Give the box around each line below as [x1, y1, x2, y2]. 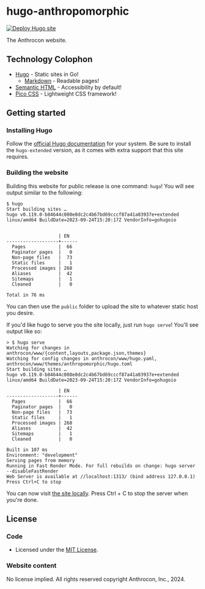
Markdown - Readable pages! [24, 77, 99, 84]
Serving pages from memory [6, 457, 75, 463]
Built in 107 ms [6, 446, 48, 453]
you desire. [6, 309, 35, 316]
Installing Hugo [6, 126, 53, 135]
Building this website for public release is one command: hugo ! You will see [6, 182, 195, 189]
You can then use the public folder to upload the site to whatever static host [6, 302, 198, 310]
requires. [6, 153, 29, 161]
